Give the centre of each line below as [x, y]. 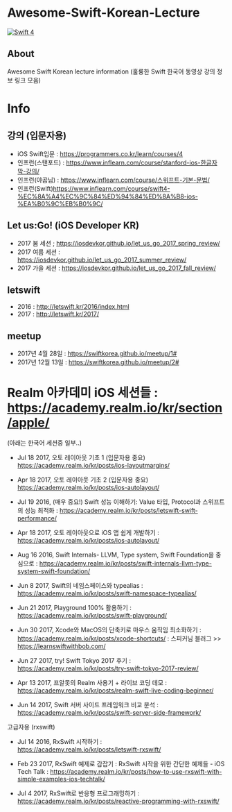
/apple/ [28, 423]
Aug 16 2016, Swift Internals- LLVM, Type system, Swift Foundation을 [116, 555]
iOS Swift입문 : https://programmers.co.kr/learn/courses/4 [100, 153]
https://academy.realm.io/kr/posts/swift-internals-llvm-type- [126, 564]
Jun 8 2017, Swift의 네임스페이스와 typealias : [80, 586]
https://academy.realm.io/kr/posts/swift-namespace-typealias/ [107, 593]
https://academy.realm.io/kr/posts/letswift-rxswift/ [89, 750]
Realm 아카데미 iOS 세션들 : [83, 393]
